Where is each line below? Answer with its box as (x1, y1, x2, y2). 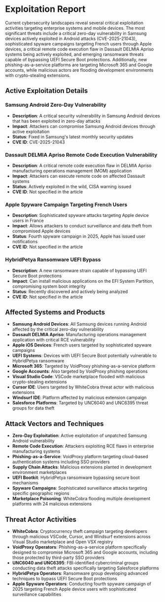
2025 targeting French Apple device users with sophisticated (12, 586, 136, 592)
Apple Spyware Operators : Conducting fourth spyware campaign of (12, 581, 152, 587)
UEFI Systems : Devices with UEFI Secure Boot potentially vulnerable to (12, 352, 157, 359)
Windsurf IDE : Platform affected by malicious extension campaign (12, 394, 147, 401)
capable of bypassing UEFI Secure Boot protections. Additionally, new (5, 56, 147, 62)
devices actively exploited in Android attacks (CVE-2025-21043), (5, 36, 137, 42)
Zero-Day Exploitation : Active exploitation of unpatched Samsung (12, 432, 147, 438)
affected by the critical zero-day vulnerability (12, 326, 104, 332)
